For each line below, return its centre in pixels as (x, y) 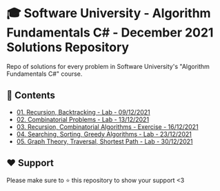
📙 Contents (31, 95)
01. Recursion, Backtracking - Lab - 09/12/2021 (83, 112)
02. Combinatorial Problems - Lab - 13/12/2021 (83, 119)
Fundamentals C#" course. (44, 74)
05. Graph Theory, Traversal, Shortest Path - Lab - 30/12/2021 (104, 141)
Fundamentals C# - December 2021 (110, 33)
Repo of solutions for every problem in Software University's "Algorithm (108, 66)
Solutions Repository (68, 47)
